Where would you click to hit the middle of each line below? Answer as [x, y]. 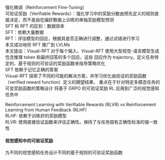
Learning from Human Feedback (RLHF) [46, 110]
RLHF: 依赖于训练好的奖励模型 [36, 116]
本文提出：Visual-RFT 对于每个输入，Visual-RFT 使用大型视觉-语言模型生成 [82, 51]
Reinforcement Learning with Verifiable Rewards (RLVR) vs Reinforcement [81, 104]
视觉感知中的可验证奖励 [29, 141]
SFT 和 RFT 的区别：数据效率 [35, 26]
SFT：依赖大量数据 [25, 32]
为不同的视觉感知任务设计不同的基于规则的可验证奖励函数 [64, 153]
